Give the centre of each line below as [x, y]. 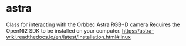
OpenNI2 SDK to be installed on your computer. [64, 30]
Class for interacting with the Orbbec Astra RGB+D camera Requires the [93, 24]
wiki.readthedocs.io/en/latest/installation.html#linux [68, 37]
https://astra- [138, 30]
